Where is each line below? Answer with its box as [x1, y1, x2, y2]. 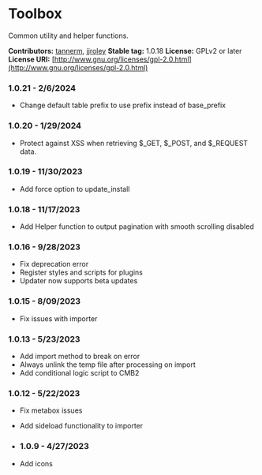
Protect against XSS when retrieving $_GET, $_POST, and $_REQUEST [19, 138, 249, 148]
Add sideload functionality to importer [19, 421, 144, 431]
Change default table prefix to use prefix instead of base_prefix [19, 100, 226, 110]
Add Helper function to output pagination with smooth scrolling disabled [19, 222, 254, 231]
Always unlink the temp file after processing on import [19, 360, 196, 369]
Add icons [19, 458, 53, 468]
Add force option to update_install [19, 184, 130, 193]
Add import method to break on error [19, 352, 140, 361]
